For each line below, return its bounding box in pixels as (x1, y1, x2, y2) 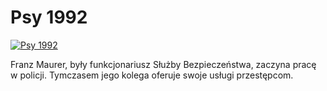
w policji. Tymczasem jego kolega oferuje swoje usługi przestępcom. (10, 69, 294, 81)
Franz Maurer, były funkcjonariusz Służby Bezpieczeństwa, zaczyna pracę (10, 58, 317, 70)
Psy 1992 (10, 6, 88, 29)
